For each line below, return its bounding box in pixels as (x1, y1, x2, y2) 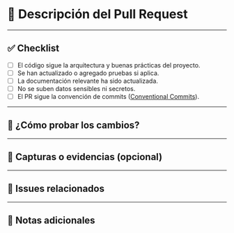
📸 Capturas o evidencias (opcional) (7, 151, 162, 163)
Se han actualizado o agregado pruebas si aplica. (17, 69, 159, 77)
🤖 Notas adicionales (7, 214, 95, 226)
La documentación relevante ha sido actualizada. (17, 77, 159, 85)
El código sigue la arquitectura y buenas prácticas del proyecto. (17, 61, 201, 69)
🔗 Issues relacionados (7, 183, 104, 195)
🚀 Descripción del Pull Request (7, 6, 188, 22)
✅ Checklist (7, 42, 60, 54)
